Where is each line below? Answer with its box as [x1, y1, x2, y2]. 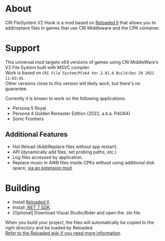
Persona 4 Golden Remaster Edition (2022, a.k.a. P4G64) [12, 110, 130, 116]
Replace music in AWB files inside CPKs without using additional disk [12, 159, 155, 165]
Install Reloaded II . [12, 199, 51, 205]
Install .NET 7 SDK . [12, 204, 51, 210]
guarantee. [5, 86, 27, 92]
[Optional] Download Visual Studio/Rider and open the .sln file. [12, 209, 141, 215]
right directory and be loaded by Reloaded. [5, 224, 94, 230]
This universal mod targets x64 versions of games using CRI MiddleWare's [5, 59, 158, 65]
